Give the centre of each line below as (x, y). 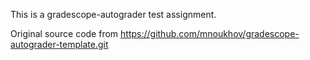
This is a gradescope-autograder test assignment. (113, 14)
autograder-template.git (59, 44)
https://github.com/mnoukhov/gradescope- (210, 33)
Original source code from (64, 33)
